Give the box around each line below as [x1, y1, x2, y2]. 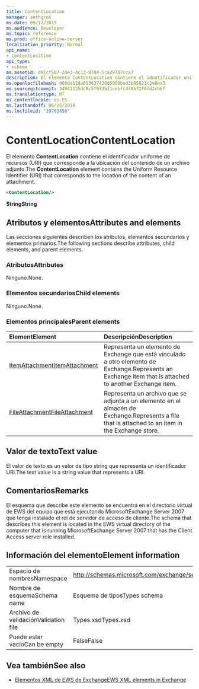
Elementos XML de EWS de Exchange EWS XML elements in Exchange [14, 677, 187, 684]
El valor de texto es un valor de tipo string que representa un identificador [6, 462, 187, 469]
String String [6, 200, 37, 208]
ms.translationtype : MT [6, 91, 65, 97]
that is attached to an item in [103, 419, 182, 427]
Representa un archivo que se [103, 389, 187, 397]
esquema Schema [9, 591, 58, 599]
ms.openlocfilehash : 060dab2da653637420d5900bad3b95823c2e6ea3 [6, 81, 166, 87]
